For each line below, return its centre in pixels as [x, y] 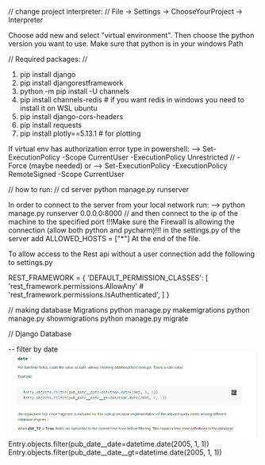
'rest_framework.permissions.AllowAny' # [76, 286]
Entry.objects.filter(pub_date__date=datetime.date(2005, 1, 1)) [109, 444]
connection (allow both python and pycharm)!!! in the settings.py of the [124, 230]
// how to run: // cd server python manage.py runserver [98, 189]
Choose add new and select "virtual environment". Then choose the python [131, 35]
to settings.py [31, 262]
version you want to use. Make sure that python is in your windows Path [126, 44]
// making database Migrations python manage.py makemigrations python [129, 310]
